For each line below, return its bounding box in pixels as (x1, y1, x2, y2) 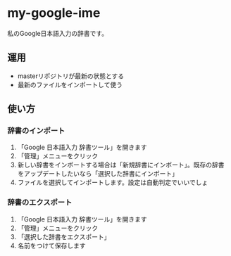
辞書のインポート (7, 126, 65, 136)
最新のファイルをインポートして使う (17, 80, 123, 89)
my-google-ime (7, 5, 101, 21)
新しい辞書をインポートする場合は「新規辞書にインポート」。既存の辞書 (17, 160, 225, 169)
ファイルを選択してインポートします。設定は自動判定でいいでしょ (17, 178, 208, 187)
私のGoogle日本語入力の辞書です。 (7, 29, 108, 37)
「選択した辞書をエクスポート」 (17, 232, 111, 241)
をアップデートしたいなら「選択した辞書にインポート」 (17, 169, 178, 178)
